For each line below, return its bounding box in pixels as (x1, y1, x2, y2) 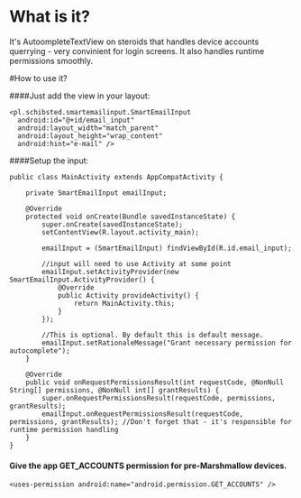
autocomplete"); (9, 346, 70, 355)
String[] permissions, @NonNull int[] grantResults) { (9, 385, 220, 394)
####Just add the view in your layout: (9, 90, 150, 101)
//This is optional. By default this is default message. (41, 330, 264, 339)
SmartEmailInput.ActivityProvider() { (9, 275, 155, 284)
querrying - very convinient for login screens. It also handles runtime (9, 45, 265, 56)
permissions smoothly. (9, 55, 94, 66)
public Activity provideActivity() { (57, 290, 200, 300)
